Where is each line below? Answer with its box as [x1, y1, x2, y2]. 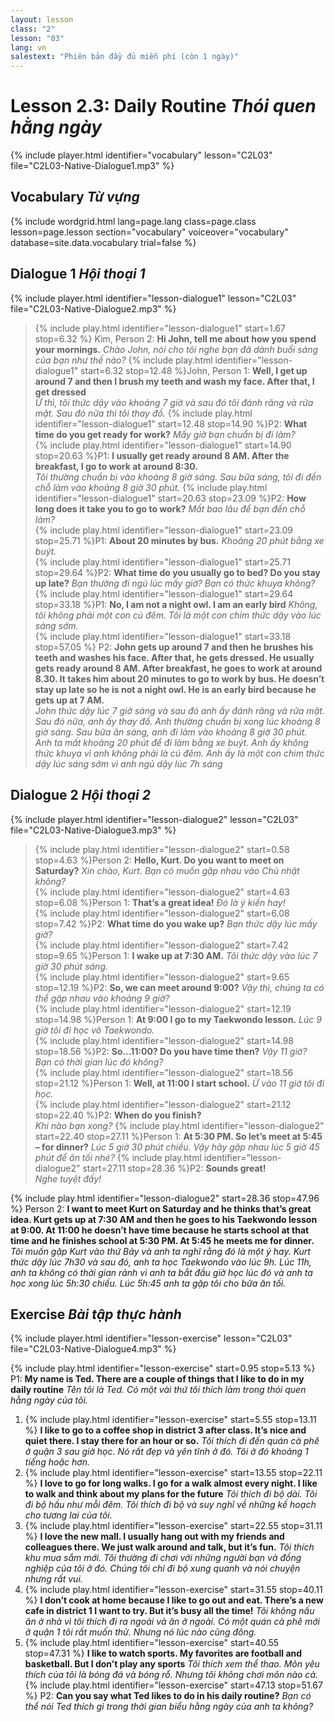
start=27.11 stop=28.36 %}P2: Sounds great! [82, 1162, 267, 1174]
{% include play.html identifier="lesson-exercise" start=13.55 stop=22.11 [24, 1467, 323, 1479]
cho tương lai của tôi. [24, 1509, 113, 1521]
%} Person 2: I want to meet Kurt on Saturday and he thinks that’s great [10, 1202, 312, 1215]
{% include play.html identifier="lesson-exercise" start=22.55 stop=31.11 [24, 1520, 323, 1532]
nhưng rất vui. [24, 1573, 83, 1585]
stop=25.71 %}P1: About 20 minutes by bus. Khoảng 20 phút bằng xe [34, 534, 325, 546]
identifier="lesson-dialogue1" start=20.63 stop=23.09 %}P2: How [34, 492, 307, 504]
